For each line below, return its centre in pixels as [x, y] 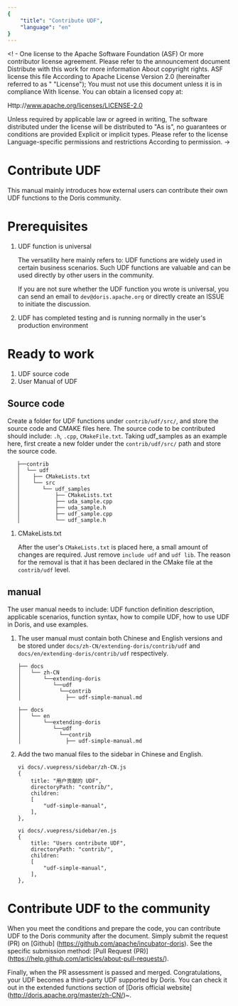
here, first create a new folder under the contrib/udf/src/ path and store [114, 443]
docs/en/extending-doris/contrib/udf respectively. [93, 653]
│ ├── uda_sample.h [61, 508]
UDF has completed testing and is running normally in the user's [112, 318]
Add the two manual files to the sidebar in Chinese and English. [110, 754]
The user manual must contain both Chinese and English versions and [120, 638]
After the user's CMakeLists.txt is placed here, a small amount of [113, 547]
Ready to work [51, 354]
